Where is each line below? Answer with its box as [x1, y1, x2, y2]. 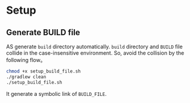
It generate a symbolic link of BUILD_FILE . [6, 90, 107, 97]
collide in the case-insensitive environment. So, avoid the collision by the [6, 49, 185, 57]
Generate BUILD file [6, 27, 80, 38]
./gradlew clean [6, 74, 46, 80]
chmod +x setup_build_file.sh [6, 68, 81, 74]
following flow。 [6, 57, 46, 63]
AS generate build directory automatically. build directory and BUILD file [6, 43, 183, 50]
